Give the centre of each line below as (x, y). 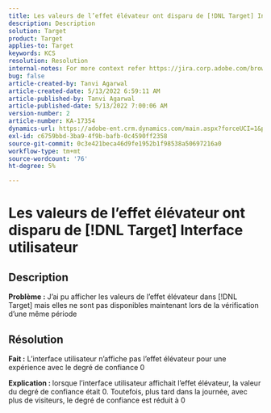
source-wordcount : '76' (48, 158)
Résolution (36, 339)
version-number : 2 (39, 114)
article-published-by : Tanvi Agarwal (72, 99)
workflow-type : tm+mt (45, 151)
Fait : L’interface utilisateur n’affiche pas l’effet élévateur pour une (118, 358)
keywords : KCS (32, 53)
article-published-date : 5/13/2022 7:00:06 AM (88, 106)
